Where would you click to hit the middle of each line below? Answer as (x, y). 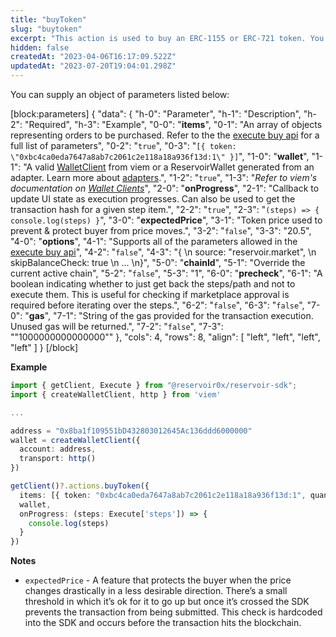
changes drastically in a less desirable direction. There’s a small (156, 591)
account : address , (58, 449)
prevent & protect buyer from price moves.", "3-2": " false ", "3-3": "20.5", (161, 230)
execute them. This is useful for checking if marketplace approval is (150, 294)
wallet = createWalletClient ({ (75, 440)
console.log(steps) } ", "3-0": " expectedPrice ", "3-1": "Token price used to (166, 220)
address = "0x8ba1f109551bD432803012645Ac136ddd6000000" (131, 431)
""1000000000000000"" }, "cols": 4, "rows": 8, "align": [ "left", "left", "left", (165, 337)
